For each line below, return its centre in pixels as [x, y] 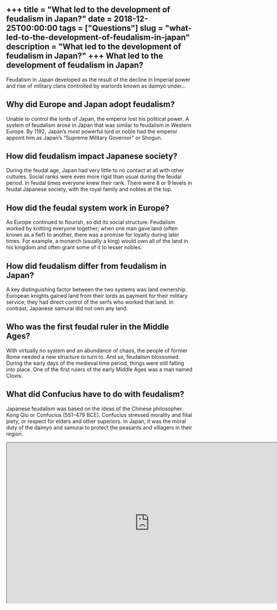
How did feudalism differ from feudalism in [86, 266]
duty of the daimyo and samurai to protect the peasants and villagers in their [99, 427]
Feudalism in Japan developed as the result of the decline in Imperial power [98, 79]
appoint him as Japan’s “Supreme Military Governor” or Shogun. [84, 137]
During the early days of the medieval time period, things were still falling [95, 363]
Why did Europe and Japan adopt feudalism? [91, 105]
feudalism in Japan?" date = [59, 19]
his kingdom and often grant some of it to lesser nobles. [74, 248]
